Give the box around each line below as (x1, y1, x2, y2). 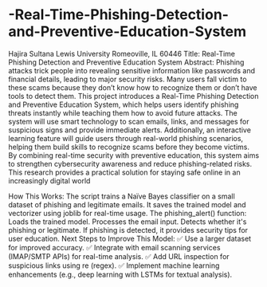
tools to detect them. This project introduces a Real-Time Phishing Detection (8, 91, 259, 100)
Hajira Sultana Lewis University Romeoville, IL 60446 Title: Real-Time (8, 49, 235, 58)
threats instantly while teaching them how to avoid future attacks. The (8, 108, 238, 117)
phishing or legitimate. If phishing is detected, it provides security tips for (8, 225, 249, 234)
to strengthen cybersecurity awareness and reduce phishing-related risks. (8, 159, 253, 168)
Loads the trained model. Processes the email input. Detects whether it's (8, 217, 247, 226)
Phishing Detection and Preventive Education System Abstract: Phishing (8, 57, 245, 67)
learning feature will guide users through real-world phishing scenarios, (8, 133, 244, 143)
